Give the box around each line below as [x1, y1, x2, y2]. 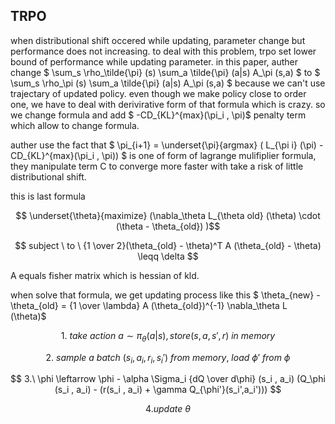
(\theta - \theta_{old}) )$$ [115, 220, 221, 232]
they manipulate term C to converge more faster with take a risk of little [10, 160, 304, 172]
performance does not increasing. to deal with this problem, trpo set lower [10, 45, 317, 57]
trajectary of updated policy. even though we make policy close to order [10, 87, 307, 99]
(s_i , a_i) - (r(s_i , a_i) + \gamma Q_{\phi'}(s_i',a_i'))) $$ [54, 384, 282, 396]
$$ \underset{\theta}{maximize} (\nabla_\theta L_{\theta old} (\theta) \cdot [15, 209, 321, 221]
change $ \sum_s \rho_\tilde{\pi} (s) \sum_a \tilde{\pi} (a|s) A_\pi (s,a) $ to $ [10, 66, 321, 78]
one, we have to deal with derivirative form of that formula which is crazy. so [10, 98, 326, 110]
